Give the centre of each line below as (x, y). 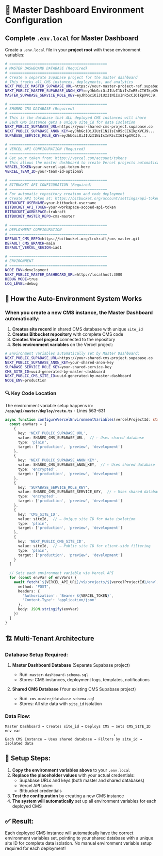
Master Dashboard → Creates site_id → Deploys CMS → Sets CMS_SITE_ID (78, 726)
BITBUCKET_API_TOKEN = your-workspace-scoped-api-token (61, 207)
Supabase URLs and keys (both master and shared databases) (82, 780)
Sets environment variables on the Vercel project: (62, 345)
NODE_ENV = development (27, 270)
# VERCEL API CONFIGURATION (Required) (45, 149)
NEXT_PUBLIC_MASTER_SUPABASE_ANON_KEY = (45, 91)
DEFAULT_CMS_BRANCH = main (30, 243)
